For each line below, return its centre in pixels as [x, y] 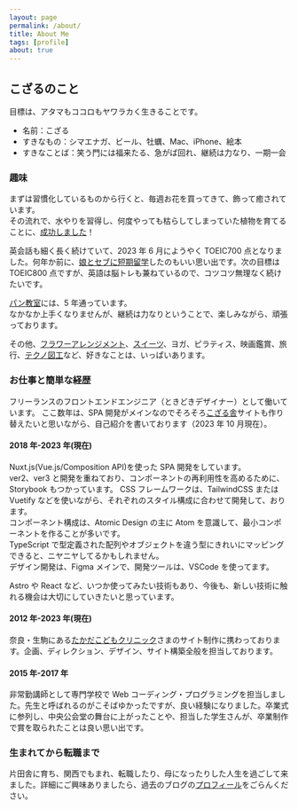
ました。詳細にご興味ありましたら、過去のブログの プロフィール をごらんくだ [149, 785]
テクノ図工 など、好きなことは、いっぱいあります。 [118, 355]
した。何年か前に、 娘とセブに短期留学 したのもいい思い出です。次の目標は [145, 262]
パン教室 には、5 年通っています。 [71, 303]
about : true [31, 51]
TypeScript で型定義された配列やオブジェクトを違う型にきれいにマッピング [147, 544]
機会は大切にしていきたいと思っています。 [102, 596]
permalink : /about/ [45, 26]
